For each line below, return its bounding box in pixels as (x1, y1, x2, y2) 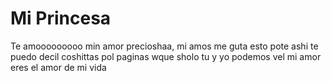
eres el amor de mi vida (10, 61, 107, 73)
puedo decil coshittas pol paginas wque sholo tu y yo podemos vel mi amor (10, 50, 322, 62)
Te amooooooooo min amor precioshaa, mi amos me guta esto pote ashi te (10, 40, 319, 52)
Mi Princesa (10, 7, 112, 30)
